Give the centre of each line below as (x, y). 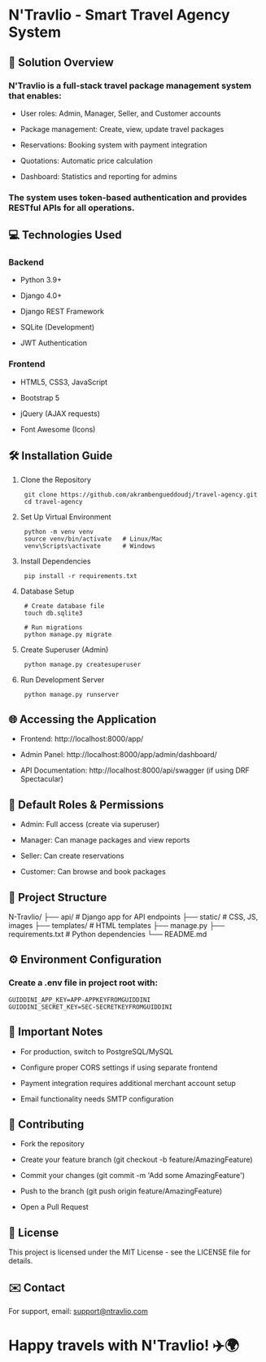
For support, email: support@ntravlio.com (78, 1311)
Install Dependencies (55, 561)
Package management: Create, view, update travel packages (122, 129)
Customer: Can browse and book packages (93, 872)
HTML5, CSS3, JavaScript (64, 382)
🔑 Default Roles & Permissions (86, 805)
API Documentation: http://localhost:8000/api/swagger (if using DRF (135, 770)
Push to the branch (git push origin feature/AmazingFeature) (121, 1191)
